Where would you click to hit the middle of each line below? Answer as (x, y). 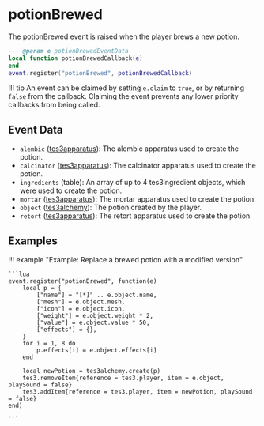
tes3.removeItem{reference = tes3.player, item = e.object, (123, 378)
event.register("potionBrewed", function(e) (83, 281)
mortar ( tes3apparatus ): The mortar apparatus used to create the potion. (138, 199)
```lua (19, 274)
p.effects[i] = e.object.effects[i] (97, 351)
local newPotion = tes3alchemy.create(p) (91, 371)
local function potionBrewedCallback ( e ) (76, 58)
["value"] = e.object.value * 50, (93, 323)
